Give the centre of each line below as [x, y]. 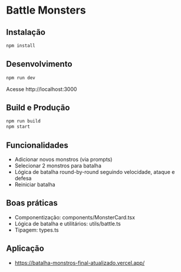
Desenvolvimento [39, 64]
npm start [18, 127]
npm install [21, 46]
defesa [23, 178]
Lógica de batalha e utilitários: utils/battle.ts [68, 224]
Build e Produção [38, 107]
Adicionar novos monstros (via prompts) [63, 159]
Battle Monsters [46, 10]
